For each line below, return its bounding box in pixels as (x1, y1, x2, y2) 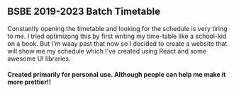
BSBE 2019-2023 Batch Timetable (7, 6, 161, 18)
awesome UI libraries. (7, 54, 71, 63)
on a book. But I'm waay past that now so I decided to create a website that (7, 39, 228, 48)
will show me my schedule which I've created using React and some (7, 46, 207, 55)
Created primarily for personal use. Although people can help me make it (7, 70, 226, 79)
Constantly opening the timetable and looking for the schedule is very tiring (7, 24, 228, 32)
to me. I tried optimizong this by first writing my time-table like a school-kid (7, 32, 227, 40)
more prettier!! (7, 77, 52, 87)
